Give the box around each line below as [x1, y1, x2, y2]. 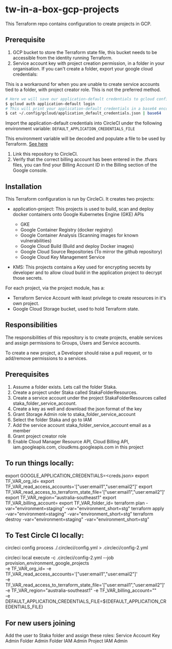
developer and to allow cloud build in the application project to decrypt [12, 269, 162, 276]
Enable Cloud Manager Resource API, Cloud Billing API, [12, 438, 130, 444]
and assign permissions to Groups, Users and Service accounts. [5, 339, 141, 346]
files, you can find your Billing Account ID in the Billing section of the [12, 162, 157, 168]
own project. [12, 300, 39, 307]
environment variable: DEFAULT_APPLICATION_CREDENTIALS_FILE [5, 125, 135, 132]
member [12, 427, 31, 434]
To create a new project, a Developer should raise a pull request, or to [5, 350, 153, 356]
